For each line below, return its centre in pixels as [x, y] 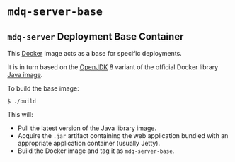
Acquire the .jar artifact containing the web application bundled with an [123, 135]
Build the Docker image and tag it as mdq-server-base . [96, 151]
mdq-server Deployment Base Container [96, 36]
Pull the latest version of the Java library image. [87, 128]
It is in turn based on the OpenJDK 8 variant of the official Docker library [113, 67]
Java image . [25, 75]
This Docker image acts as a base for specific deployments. [94, 53]
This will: [20, 114]
